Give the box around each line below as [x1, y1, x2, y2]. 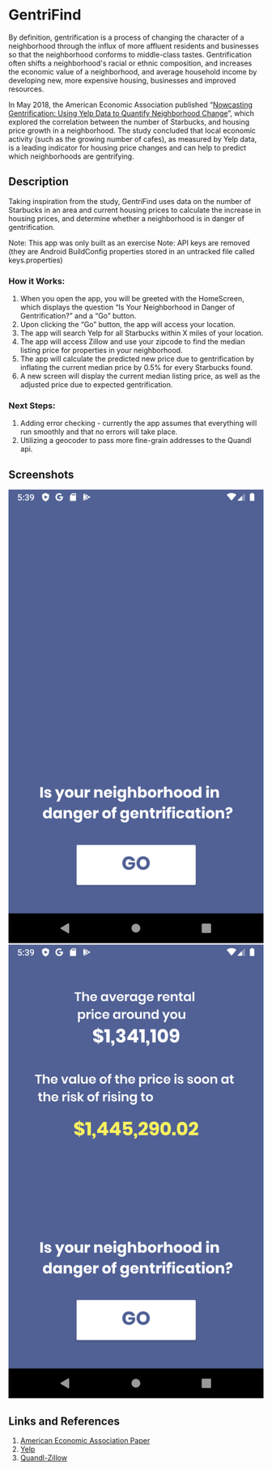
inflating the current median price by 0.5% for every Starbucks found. [19, 363, 253, 373]
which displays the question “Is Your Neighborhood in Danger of [19, 302, 236, 313]
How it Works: [8, 275, 66, 287]
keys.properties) [8, 255, 63, 265]
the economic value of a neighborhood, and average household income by [8, 66, 257, 76]
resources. [8, 83, 45, 94]
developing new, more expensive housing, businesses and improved [8, 75, 236, 85]
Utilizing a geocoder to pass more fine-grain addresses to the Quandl [19, 436, 253, 445]
